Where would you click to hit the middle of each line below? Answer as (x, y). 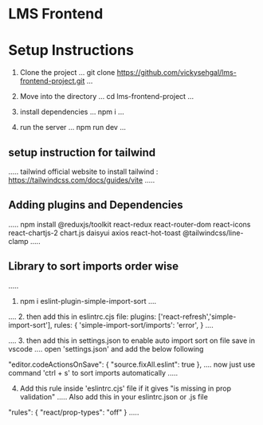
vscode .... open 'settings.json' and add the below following (106, 348)
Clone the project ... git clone (67, 73)
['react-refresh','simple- (197, 317)
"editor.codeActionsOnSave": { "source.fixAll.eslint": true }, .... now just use (132, 364)
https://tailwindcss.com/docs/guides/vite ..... (82, 179)
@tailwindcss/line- (213, 233)
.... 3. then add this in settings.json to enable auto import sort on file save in (132, 340)
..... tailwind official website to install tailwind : (83, 171)
